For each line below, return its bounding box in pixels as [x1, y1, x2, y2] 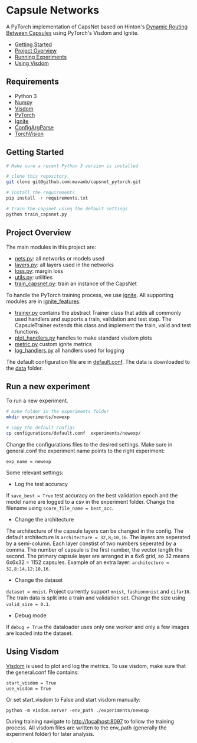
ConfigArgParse [14, 123, 54, 131]
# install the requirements [6, 190, 75, 195]
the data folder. [6, 364, 43, 371]
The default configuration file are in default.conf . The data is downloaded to [6, 358, 191, 365]
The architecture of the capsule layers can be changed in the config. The [6, 527, 184, 535]
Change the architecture [14, 516, 74, 523]
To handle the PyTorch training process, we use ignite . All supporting [6, 291, 174, 298]
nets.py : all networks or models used [14, 255, 105, 262]
